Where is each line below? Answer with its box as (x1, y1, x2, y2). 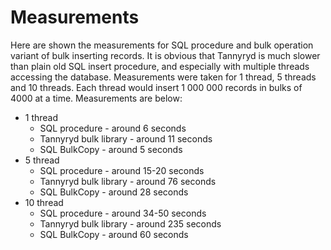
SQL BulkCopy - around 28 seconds (39, 186, 189, 198)
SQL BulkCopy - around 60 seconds (39, 228, 189, 240)
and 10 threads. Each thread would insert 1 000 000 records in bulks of (10, 81, 303, 93)
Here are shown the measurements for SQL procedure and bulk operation (10, 39, 314, 51)
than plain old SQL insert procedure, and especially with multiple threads (10, 60, 310, 72)
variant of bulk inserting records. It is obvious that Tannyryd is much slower (10, 49, 321, 61)
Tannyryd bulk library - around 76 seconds (39, 175, 217, 187)
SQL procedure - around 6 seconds (39, 122, 187, 134)
